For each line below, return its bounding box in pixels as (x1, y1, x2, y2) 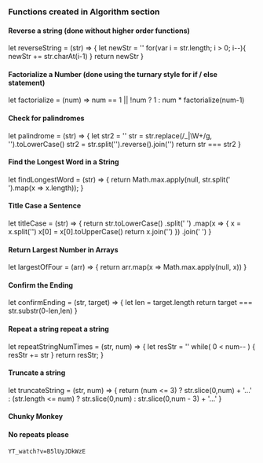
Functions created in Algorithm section (8, 6, 160, 17)
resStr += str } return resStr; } (8, 350, 104, 359)
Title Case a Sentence (8, 201, 82, 211)
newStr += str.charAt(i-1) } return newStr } (8, 52, 144, 61)
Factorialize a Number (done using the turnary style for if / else (8, 69, 218, 79)
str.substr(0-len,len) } (8, 306, 78, 316)
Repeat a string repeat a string (8, 324, 110, 333)
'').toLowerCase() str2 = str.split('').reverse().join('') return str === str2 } (8, 139, 242, 149)
